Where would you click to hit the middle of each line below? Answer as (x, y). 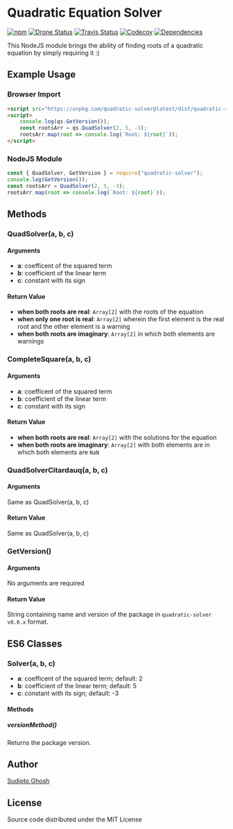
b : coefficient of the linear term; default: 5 (77, 686)
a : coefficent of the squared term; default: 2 (80, 678)
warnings (31, 341)
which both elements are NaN (58, 452)
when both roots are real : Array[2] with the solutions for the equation (117, 437)
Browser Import (34, 94)
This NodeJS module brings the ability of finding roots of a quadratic (105, 45)
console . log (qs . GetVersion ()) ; (65, 122)
